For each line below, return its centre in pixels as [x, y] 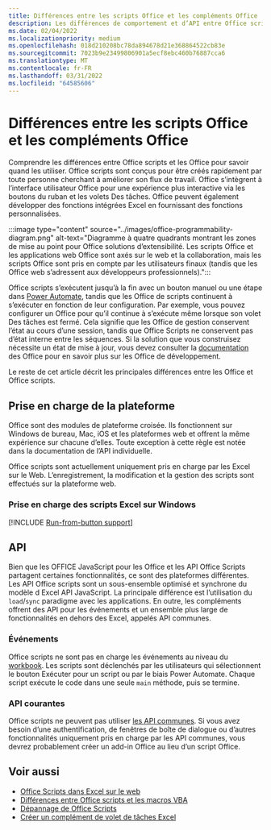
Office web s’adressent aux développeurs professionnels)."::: [110, 272]
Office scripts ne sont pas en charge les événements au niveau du [118, 657]
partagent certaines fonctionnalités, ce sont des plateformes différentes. [129, 575]
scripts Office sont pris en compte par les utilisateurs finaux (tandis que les [133, 264]
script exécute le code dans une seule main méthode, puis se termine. [124, 683]
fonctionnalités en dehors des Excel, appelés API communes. [110, 618]
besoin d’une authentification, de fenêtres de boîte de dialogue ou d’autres [132, 729]
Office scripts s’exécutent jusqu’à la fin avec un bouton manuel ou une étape [135, 288]
